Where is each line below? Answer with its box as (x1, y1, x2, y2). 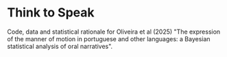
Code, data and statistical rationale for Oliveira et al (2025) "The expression (7, 27, 221, 36)
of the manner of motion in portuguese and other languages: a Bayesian (7, 34, 211, 43)
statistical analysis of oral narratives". (7, 42, 113, 50)
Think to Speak (7, 5, 95, 21)
